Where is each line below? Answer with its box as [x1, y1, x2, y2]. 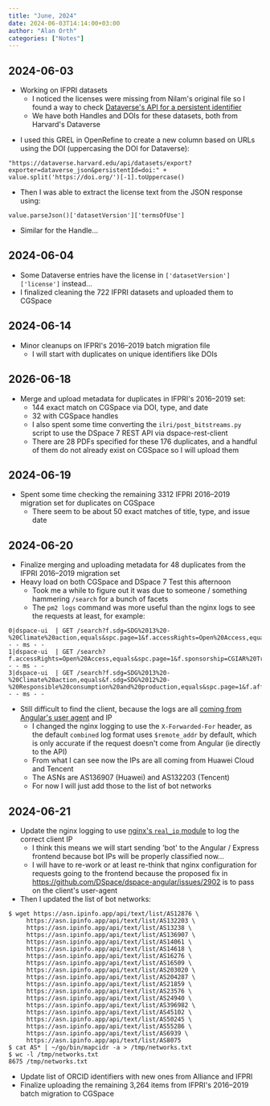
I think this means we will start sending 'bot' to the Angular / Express [31, 842, 260, 853]
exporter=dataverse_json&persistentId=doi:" [8, 167, 160, 175]
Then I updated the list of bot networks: [19, 894, 151, 903]
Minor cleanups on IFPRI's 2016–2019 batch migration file [19, 340, 211, 350]
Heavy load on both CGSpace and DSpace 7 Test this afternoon [19, 577, 231, 587]
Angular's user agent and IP [19, 713, 112, 722]
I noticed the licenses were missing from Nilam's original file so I [31, 94, 245, 104]
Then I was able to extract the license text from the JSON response [19, 187, 243, 197]
